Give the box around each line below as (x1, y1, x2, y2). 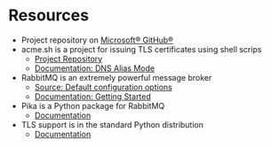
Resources (8, 5, 90, 26)
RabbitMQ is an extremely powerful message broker (20, 72, 212, 82)
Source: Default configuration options (34, 82, 172, 92)
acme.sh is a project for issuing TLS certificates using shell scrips (20, 43, 262, 54)
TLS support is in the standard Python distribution (20, 119, 204, 129)
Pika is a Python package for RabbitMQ (20, 100, 165, 111)
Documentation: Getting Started (34, 90, 152, 102)
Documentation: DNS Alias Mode (34, 63, 155, 74)
